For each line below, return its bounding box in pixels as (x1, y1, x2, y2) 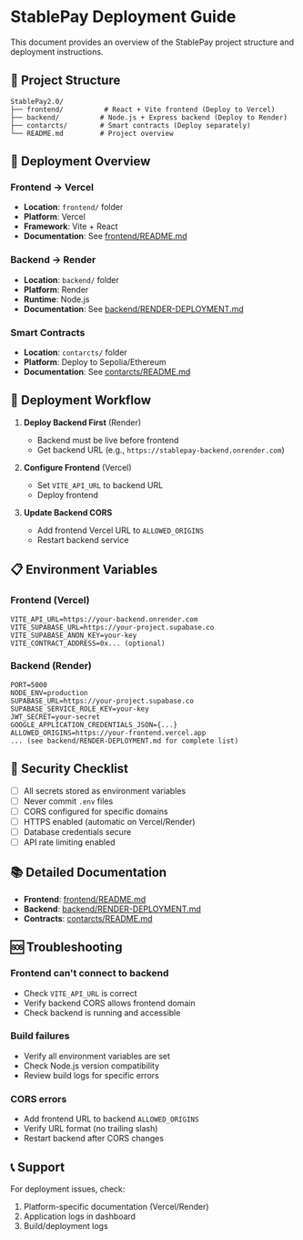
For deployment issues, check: (10, 1183, 126, 1194)
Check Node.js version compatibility (23, 1060, 160, 1071)
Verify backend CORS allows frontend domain (23, 997, 197, 1008)
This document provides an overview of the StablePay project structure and (10, 36, 295, 47)
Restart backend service (36, 534, 129, 545)
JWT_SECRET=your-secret (10, 712, 101, 722)
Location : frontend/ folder (23, 202, 124, 213)
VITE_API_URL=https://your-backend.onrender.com (10, 614, 198, 624)
